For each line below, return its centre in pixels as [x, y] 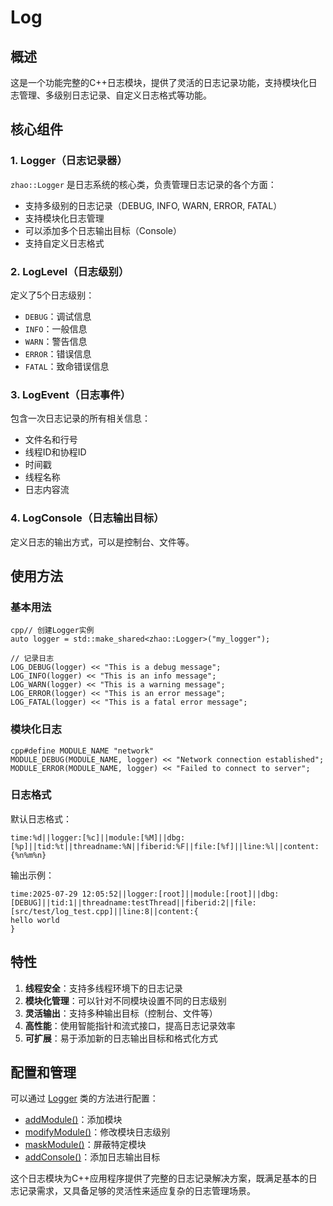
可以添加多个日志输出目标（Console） [103, 230]
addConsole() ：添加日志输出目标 [92, 1157]
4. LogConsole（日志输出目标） [87, 518]
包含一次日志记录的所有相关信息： [80, 418]
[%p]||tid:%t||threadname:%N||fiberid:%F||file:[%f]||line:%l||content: [165, 846]
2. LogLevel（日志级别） [70, 271]
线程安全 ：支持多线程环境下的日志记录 [103, 988]
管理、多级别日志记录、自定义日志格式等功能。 [115, 95]
